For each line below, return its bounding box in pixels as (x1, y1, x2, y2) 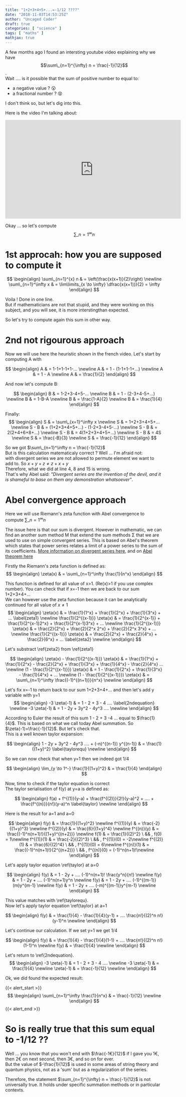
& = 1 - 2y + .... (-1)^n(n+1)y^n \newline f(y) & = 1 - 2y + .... (12, 877, 132, 883)
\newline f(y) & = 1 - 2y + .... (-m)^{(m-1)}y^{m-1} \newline (37, 882, 156, 888)
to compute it (5, 259, 62, 271)
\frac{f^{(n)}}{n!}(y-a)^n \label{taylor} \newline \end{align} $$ (21, 801, 148, 807)
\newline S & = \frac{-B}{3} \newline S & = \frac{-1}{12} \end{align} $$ (12, 435, 157, 441)
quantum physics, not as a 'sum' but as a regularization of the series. (5, 1066, 148, 1072)
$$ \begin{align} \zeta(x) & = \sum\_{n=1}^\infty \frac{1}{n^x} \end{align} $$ (6, 571, 163, 577)
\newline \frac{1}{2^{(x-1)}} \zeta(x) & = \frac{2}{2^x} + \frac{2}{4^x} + (11, 631, 158, 637)
